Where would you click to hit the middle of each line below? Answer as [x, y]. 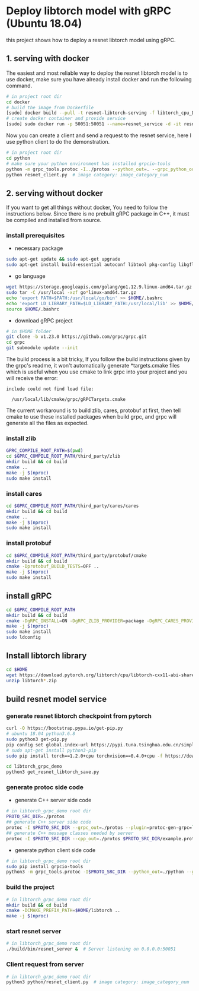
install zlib [21, 439]
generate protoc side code [45, 787]
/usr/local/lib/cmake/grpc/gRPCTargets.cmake [69, 400]
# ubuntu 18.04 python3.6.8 [41, 734]
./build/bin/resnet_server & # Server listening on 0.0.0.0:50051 [91, 949]
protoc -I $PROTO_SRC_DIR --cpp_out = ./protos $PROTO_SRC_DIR [83, 838]
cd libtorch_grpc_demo [34, 767]
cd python [18, 158]
